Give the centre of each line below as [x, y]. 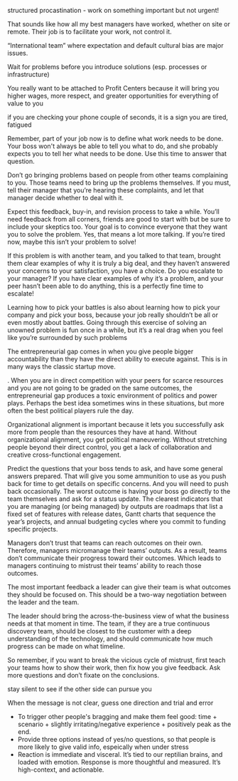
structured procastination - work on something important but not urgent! [113, 10]
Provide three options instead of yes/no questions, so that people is [117, 739]
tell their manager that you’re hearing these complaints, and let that [106, 190]
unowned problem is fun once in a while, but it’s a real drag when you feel [115, 330]
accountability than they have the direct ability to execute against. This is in [117, 359]
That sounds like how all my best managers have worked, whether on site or [119, 24]
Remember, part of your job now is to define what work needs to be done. [115, 139]
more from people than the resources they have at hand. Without [102, 432]
